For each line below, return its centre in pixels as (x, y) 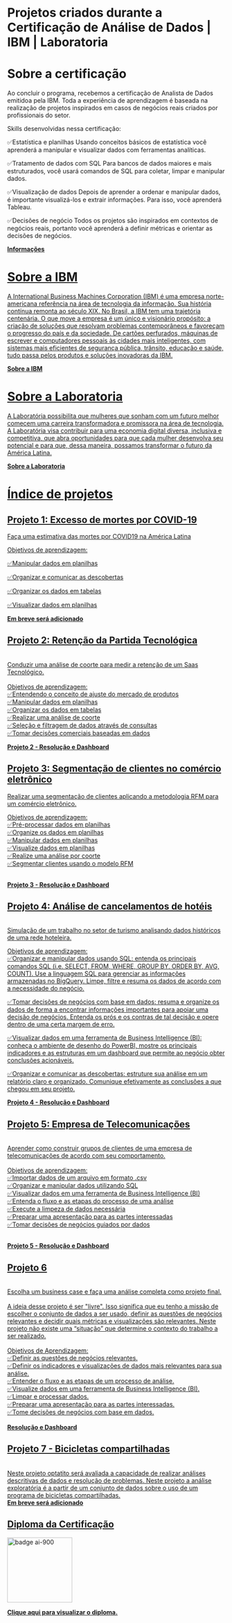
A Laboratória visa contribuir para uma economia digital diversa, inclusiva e (115, 431)
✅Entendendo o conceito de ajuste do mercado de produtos (93, 694)
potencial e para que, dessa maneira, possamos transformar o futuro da (110, 445)
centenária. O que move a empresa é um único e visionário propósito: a (109, 319)
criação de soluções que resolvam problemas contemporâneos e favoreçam (116, 326)
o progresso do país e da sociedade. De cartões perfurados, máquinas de (113, 333)
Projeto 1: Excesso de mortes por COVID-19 (102, 520)
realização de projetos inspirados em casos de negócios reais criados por (113, 108)
